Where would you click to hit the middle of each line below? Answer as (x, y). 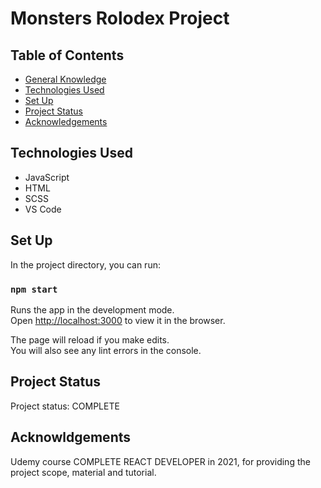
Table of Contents (67, 55)
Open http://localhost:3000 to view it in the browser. (118, 320)
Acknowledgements (66, 121)
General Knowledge (65, 79)
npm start (34, 289)
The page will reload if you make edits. (90, 339)
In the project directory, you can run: (85, 264)
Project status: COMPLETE (65, 406)
